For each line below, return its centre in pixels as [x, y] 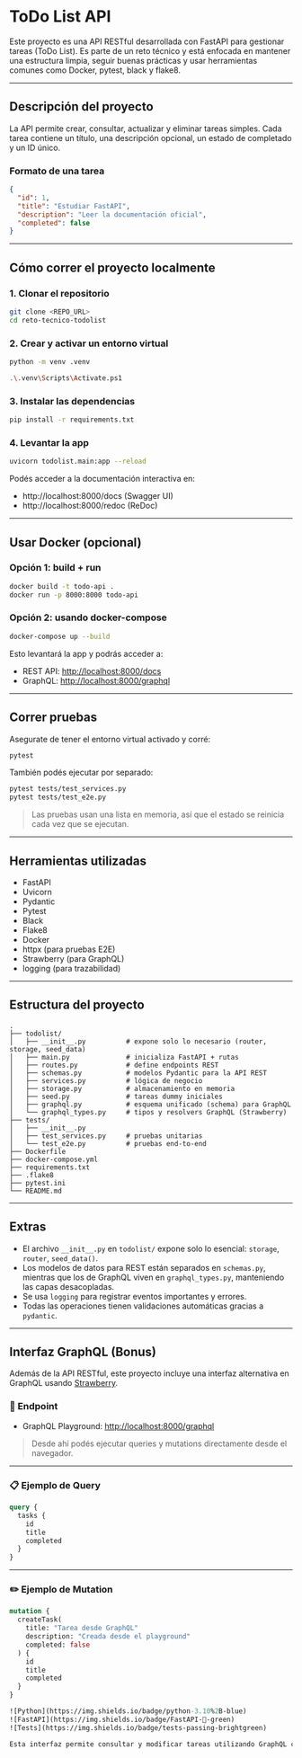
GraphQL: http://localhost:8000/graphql [96, 680]
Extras [28, 1227]
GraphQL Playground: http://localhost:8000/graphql [118, 1425]
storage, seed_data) [48, 1049]
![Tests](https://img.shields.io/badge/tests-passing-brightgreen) [138, 1727]
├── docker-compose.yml [54, 1159]
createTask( [40, 1620]
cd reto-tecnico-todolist [58, 320]
